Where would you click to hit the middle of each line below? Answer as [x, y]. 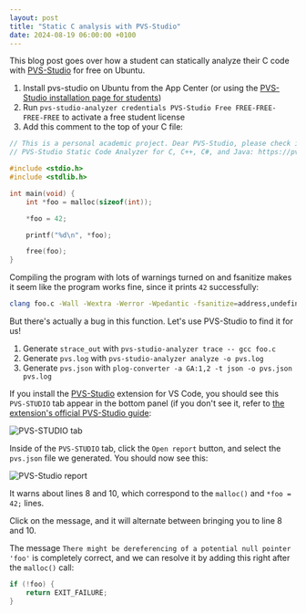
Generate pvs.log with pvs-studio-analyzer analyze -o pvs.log [143, 358]
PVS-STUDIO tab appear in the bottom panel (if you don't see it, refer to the [147, 403]
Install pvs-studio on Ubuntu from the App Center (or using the [140, 88]
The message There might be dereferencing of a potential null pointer [150, 548]
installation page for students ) [105, 98]
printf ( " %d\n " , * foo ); [69, 235]
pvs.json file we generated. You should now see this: [109, 458]
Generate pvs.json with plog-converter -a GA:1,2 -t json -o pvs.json [158, 368]
